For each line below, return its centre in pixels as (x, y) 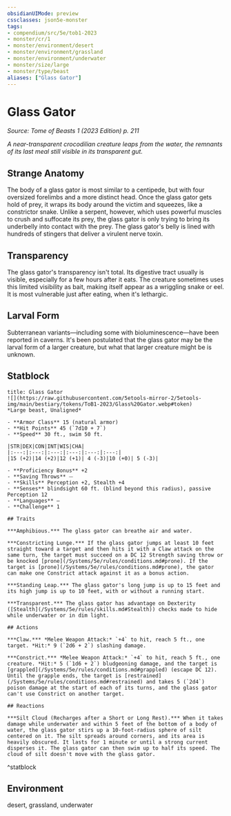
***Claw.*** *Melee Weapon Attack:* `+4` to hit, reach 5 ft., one (106, 639)
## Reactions (26, 706)
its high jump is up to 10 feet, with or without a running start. (106, 591)
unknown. (21, 354)
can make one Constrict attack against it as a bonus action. (98, 573)
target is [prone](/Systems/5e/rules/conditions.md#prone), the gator (111, 567)
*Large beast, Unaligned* (44, 410)
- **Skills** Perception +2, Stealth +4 (66, 482)
